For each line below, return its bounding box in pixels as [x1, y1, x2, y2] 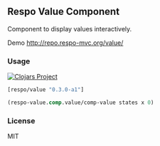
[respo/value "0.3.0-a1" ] [7, 86, 84, 93]
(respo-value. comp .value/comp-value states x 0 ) [7, 99, 154, 106]
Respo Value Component [7, 6, 119, 18]
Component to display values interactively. [7, 24, 132, 33]
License [7, 115, 36, 125]
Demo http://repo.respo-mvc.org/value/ [7, 38, 124, 47]
